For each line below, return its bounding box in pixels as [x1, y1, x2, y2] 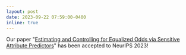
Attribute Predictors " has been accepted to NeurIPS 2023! [6, 42, 149, 49]
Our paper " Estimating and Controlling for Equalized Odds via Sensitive [6, 36, 180, 43]
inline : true [6, 20, 39, 25]
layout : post [6, 8, 39, 15]
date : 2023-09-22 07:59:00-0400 [6, 14, 86, 20]
